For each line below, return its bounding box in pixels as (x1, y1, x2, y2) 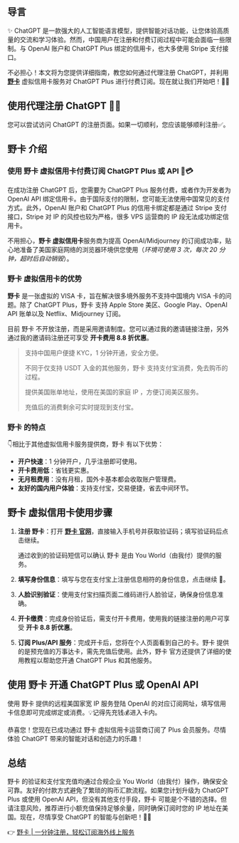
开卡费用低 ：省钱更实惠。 (17, 466, 93, 474)
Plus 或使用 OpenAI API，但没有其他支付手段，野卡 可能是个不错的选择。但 (7, 795, 228, 804)
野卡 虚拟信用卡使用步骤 (7, 507, 112, 519)
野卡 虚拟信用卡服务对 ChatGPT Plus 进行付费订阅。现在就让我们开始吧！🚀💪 (7, 77, 230, 85)
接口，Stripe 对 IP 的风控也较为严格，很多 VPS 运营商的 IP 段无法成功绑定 (7, 212, 223, 221)
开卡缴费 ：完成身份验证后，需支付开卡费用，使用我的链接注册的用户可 (17, 614, 224, 622)
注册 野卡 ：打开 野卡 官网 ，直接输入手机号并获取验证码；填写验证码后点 (17, 527, 229, 535)
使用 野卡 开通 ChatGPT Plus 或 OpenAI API (7, 679, 199, 691)
